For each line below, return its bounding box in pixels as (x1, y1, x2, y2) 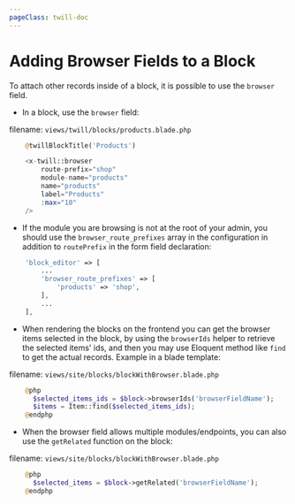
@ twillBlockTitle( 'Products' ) (25, 141, 137, 150)
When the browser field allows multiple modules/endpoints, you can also (21, 426, 287, 438)
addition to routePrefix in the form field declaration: (21, 241, 212, 252)
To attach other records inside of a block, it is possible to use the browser (9, 80, 276, 91)
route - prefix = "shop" (41, 165, 117, 174)
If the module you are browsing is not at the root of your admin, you (21, 222, 268, 233)
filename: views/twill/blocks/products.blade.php (9, 124, 192, 134)
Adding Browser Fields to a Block (9, 50, 256, 71)
